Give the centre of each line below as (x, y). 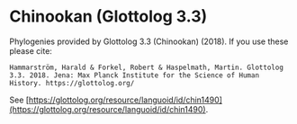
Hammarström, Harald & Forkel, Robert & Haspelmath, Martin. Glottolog (146, 67)
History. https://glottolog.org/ (72, 83)
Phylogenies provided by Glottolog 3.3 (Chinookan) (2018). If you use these (149, 41)
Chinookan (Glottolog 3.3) (108, 17)
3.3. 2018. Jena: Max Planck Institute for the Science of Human (134, 75)
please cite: (31, 50)
